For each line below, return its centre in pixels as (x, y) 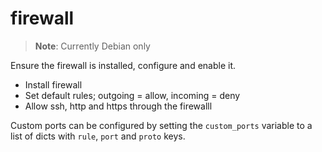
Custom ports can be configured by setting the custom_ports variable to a (161, 125)
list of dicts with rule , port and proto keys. (98, 136)
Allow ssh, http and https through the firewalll (118, 106)
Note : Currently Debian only (92, 46)
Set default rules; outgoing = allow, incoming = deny (132, 95)
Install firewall (53, 84)
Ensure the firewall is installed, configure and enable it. (123, 65)
